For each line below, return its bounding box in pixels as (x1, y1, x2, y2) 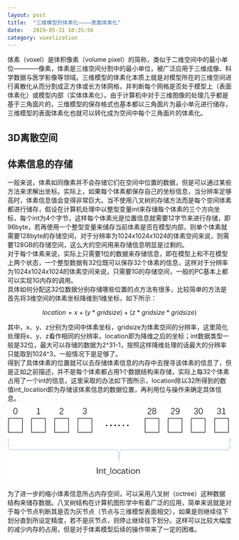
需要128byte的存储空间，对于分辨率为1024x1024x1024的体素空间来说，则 (7, 232, 223, 240)
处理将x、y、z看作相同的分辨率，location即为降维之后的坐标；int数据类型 (7, 332, 223, 341)
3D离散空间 (7, 132, 58, 144)
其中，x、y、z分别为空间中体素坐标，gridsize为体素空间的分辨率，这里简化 (7, 323, 228, 331)
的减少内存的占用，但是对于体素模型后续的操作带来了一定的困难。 (7, 525, 201, 534)
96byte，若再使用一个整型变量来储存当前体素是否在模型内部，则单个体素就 (7, 223, 228, 232)
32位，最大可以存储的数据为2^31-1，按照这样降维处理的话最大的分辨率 (19, 341, 227, 349)
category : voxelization (7, 34, 78, 41)
